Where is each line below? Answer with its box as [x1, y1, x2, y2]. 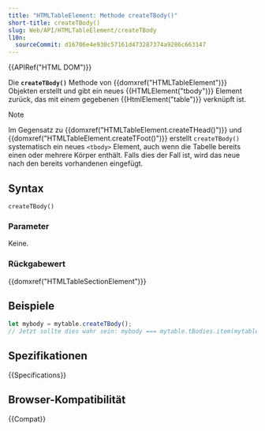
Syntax [8, 182, 44, 195]
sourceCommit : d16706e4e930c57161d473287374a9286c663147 [15, 41, 207, 49]
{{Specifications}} [8, 370, 67, 380]
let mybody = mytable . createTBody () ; [8, 320, 132, 328]
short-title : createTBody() [8, 19, 101, 27]
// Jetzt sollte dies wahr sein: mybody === [8, 328, 157, 335]
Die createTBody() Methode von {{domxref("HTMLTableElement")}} [8, 78, 227, 88]
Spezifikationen [8, 349, 88, 363]
